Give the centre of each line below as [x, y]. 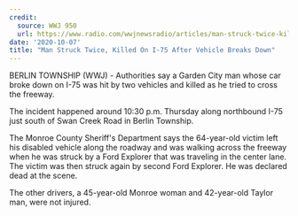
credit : [24, 17]
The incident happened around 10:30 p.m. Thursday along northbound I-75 [146, 112]
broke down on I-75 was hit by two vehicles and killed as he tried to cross [143, 85]
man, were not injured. [50, 202]
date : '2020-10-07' [45, 42]
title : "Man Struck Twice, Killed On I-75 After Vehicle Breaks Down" [142, 50]
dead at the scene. [43, 176]
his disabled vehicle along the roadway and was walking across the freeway [148, 148]
